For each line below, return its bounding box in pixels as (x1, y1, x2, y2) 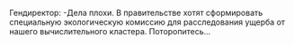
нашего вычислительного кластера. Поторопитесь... (9, 26, 211, 36)
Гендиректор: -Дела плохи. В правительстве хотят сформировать (9, 8, 263, 18)
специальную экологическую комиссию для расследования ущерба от (9, 17, 286, 27)
